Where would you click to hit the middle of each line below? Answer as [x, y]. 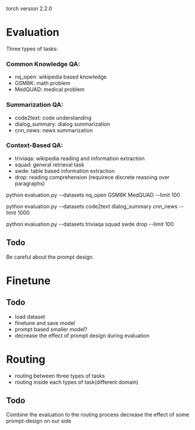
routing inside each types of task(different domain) [77, 382]
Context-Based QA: [35, 145]
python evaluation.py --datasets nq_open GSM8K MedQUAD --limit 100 [93, 195]
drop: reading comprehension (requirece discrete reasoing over [92, 177]
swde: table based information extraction [65, 171]
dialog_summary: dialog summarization [62, 124]
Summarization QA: [35, 105]
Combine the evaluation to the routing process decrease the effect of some [98, 415]
